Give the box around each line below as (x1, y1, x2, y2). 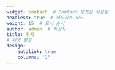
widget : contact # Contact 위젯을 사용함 (6, 9, 109, 15)
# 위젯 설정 (6, 37, 32, 43)
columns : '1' (17, 54, 51, 60)
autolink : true (17, 49, 56, 55)
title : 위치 (6, 32, 35, 38)
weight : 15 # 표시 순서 (6, 20, 65, 26)
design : (6, 43, 26, 49)
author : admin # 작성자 (6, 26, 66, 32)
